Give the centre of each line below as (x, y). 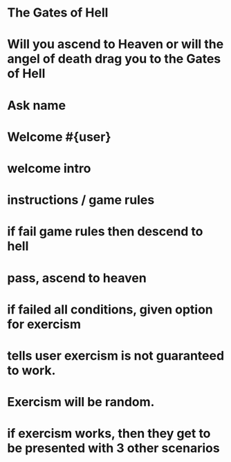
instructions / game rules (81, 200)
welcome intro (49, 168)
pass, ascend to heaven (77, 278)
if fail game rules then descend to (105, 232)
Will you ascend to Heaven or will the (115, 45)
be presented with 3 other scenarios (113, 449)
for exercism (44, 324)
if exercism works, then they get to (109, 434)
